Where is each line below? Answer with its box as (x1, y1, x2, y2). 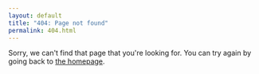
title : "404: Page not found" (8, 19, 109, 27)
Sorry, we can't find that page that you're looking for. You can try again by (8, 49, 252, 58)
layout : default (8, 11, 62, 20)
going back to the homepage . (8, 56, 105, 66)
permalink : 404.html (8, 26, 77, 34)
